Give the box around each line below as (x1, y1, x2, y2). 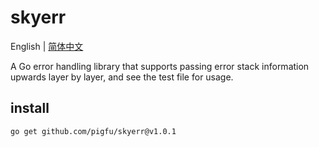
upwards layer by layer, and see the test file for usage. (10, 71, 234, 83)
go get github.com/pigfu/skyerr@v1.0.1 (10, 126, 177, 136)
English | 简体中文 (10, 40, 84, 52)
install (10, 100, 50, 117)
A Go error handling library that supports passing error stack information (10, 60, 310, 72)
